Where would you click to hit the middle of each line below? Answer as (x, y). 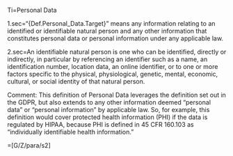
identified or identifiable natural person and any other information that (107, 31)
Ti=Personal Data (32, 10)
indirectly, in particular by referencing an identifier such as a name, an (107, 59)
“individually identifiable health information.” (71, 132)
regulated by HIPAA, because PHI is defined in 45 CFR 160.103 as (101, 124)
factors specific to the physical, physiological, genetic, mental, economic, (113, 74)
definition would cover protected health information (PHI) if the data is (107, 117)
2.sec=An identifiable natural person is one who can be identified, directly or (117, 52)
